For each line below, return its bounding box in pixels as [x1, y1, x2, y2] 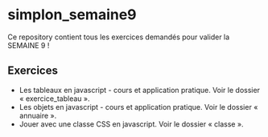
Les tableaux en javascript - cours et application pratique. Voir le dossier [19, 85, 261, 95]
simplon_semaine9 [7, 6, 138, 24]
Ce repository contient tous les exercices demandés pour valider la [7, 32, 230, 42]
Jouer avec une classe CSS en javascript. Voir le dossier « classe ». [19, 119, 244, 129]
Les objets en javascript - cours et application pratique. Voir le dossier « [19, 102, 258, 111]
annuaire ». [19, 111, 57, 120]
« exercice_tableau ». [19, 94, 90, 103]
